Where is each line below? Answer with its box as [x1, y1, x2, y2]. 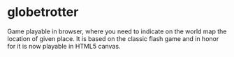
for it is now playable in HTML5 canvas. [7, 42, 121, 50]
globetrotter [7, 4, 79, 20]
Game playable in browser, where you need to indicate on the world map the [7, 27, 227, 35]
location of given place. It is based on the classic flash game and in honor [7, 34, 219, 42]
